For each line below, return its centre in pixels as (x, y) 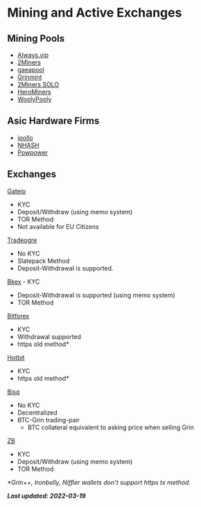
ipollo (25, 137)
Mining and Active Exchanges (95, 13)
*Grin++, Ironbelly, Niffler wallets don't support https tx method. (99, 482)
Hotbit (16, 357)
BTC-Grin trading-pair (49, 420)
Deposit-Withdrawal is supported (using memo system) (96, 295)
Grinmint (29, 77)
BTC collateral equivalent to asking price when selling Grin (111, 427)
